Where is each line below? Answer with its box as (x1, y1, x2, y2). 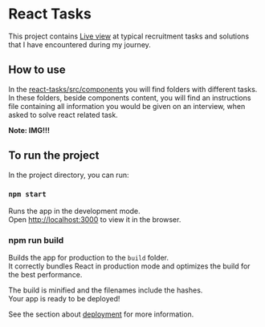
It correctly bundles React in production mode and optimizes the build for (8, 261, 251, 271)
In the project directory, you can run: (8, 170, 129, 180)
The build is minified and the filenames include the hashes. (8, 285, 203, 295)
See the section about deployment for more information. (8, 309, 194, 319)
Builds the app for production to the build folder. (8, 253, 169, 263)
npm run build (8, 234, 64, 245)
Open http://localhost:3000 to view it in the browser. (8, 214, 181, 224)
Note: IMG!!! (8, 125, 51, 135)
